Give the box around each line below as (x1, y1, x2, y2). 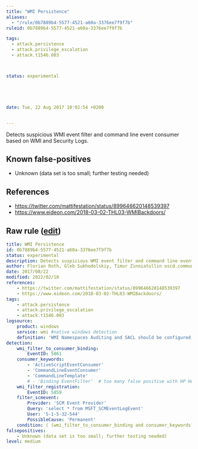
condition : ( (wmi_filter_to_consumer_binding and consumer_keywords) (16, 422, 194, 428)
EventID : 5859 (27, 389, 62, 395)
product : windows (16, 323, 60, 330)
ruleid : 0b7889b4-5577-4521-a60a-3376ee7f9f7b (6, 25, 123, 31)
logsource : (6, 318, 33, 324)
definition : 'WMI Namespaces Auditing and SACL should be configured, (16, 334, 194, 341)
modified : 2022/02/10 (6, 275, 60, 280)
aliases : (6, 14, 28, 20)
